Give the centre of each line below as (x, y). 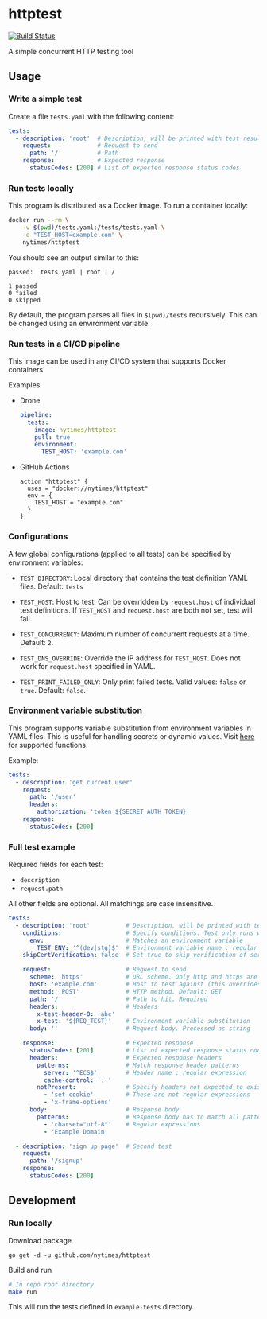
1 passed (23, 286)
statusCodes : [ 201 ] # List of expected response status (138, 1051)
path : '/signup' (56, 1161)
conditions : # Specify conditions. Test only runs (138, 933)
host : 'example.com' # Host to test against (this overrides (145, 984)
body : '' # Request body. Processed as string (139, 1029)
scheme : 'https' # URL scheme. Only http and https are (143, 977)
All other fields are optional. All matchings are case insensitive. (111, 904)
